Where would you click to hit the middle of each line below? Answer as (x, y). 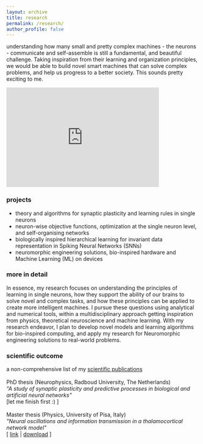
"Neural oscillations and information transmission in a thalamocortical (94, 421)
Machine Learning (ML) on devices (59, 258)
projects (19, 200)
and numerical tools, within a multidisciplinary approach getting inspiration (100, 314)
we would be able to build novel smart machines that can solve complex (97, 66)
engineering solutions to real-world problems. (64, 340)
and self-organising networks (52, 233)
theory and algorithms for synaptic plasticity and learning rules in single (105, 213)
